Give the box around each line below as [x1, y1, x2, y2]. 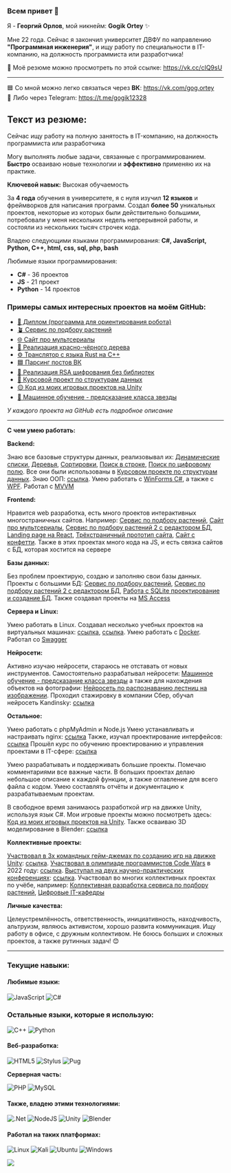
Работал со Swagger [7, 635, 67, 644]
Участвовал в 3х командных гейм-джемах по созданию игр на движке [7, 852, 216, 860]
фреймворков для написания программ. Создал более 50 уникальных [7, 201, 216, 209]
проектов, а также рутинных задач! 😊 [7, 937, 120, 945]
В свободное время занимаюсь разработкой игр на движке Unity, [7, 803, 202, 812]
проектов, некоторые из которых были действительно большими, [7, 209, 201, 217]
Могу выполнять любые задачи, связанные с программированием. [7, 153, 206, 161]
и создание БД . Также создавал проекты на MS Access [7, 594, 170, 602]
